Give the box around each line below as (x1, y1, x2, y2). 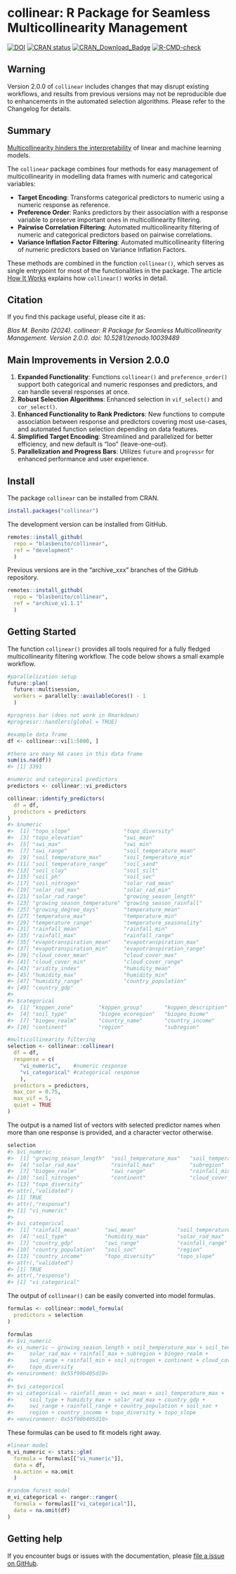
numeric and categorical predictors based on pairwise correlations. (17, 230, 213, 239)
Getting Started (7, 626, 77, 638)
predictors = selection (13, 1311, 83, 1319)
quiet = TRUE (13, 1102, 52, 1109)
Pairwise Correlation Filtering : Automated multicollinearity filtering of (17, 223, 220, 231)
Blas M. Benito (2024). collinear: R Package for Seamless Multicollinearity (7, 326, 222, 335)
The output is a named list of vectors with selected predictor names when (7, 1120, 221, 1129)
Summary (7, 125, 51, 137)
